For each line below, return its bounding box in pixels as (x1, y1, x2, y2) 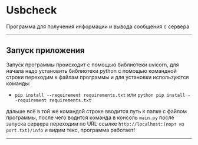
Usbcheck (6, 4, 57, 17)
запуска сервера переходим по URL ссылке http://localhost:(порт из (6, 120, 184, 127)
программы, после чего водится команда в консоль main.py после (6, 114, 175, 121)
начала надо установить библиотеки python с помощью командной (6, 67, 177, 74)
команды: (6, 80, 31, 87)
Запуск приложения (6, 45, 85, 56)
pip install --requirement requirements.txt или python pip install (14, 91, 186, 98)
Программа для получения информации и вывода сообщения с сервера (6, 23, 190, 30)
